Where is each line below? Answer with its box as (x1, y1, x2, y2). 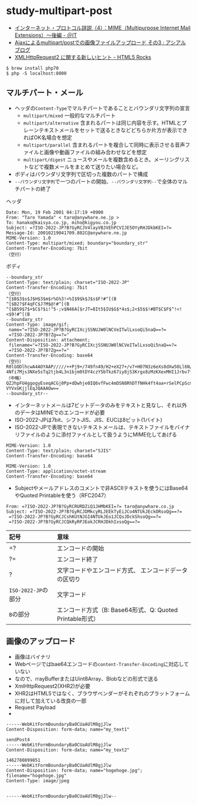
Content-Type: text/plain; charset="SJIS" (6, 448, 111, 454)
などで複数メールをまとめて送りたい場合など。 (28, 163, 142, 170)
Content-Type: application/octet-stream (6, 468, 107, 474)
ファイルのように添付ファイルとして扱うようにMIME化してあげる (19, 431, 178, 438)
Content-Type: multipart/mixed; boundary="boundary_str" (6, 240, 148, 246)
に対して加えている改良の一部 (14, 697, 87, 704)
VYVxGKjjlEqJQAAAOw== (6, 385, 59, 391)
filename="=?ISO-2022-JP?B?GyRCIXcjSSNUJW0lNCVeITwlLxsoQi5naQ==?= (8, 342, 177, 348)
